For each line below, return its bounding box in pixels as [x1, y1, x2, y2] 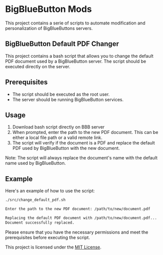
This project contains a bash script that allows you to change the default [5, 53, 154, 59]
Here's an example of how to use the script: [5, 188, 95, 194]
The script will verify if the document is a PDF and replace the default [12, 140, 156, 146]
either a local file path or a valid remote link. [12, 134, 103, 140]
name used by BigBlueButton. [5, 160, 66, 166]
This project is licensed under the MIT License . [5, 244, 102, 250]
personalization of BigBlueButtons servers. [5, 25, 93, 31]
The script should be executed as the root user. [12, 91, 110, 97]
